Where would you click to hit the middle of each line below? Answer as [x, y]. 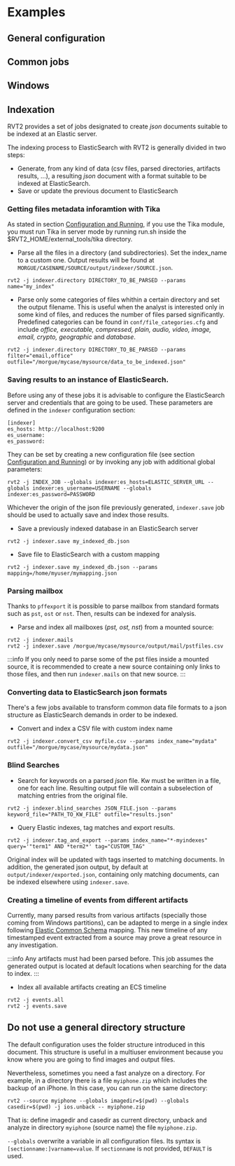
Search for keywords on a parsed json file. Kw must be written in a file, [119, 780]
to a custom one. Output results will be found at [86, 260]
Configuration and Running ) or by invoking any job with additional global [111, 462]
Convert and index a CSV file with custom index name [95, 729]
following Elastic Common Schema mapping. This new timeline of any [107, 930]
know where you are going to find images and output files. [91, 1059]
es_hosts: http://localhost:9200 [56, 429]
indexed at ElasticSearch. [54, 184]
